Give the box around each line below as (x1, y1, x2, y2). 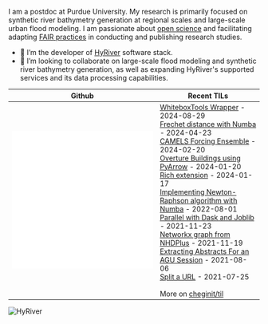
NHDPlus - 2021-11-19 (159, 238, 243, 247)
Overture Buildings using (159, 153, 241, 163)
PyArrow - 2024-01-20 (159, 161, 242, 171)
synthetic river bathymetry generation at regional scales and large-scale (8, 15, 246, 25)
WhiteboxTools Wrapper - (159, 102, 246, 112)
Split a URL (159, 271, 196, 282)
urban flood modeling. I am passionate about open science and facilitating (8, 24, 253, 33)
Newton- (206, 187, 237, 196)
